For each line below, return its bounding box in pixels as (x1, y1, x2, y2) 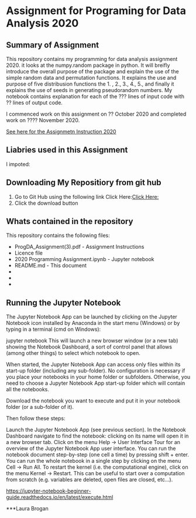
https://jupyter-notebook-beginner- (6, 487, 92, 495)
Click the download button (14, 199, 78, 206)
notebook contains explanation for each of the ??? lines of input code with (6, 93, 184, 100)
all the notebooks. (6, 386, 50, 393)
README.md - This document (14, 262, 87, 269)
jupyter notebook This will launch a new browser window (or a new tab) (6, 337, 178, 344)
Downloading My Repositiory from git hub (6, 178, 162, 188)
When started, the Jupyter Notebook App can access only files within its (6, 361, 181, 368)
